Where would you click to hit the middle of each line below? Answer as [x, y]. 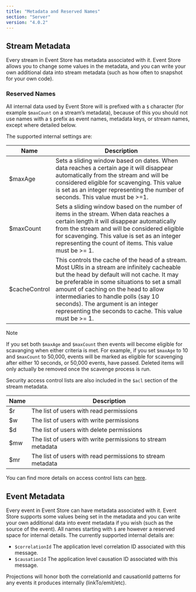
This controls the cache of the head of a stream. [121, 260]
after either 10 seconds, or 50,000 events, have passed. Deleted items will [95, 363]
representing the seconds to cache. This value [119, 311]
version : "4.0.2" [27, 22]
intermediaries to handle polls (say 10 [107, 297]
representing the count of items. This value [114, 243]
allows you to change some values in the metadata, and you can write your [96, 66]
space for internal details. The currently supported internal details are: [90, 535]
